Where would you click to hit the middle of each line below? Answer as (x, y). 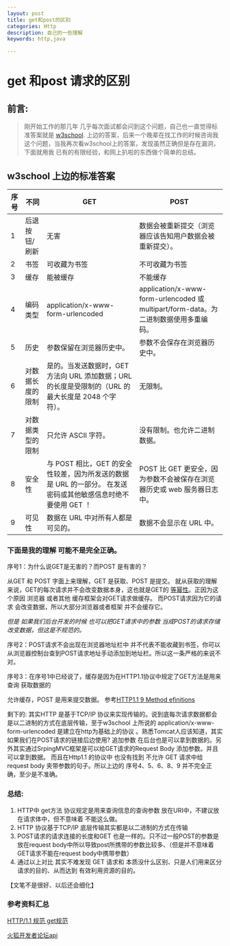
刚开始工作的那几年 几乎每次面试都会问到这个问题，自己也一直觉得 (118, 126)
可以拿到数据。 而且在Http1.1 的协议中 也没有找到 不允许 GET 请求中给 (105, 757)
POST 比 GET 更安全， (175, 469)
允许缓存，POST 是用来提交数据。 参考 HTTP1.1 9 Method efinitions (101, 700)
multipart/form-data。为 (179, 308)
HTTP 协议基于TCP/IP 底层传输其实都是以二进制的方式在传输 (102, 827)
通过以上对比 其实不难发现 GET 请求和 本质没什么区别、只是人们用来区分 (119, 861)
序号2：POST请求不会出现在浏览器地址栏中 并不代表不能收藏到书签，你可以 (114, 645)
